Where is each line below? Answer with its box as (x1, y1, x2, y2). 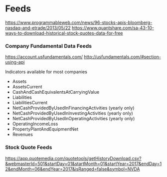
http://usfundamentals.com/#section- (84, 54, 161, 60)
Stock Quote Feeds (5, 144, 52, 151)
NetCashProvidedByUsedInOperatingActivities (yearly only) (12, 116, 135, 122)
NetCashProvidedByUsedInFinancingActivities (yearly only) (12, 105, 135, 111)
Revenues (12, 132, 33, 138)
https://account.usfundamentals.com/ (5, 54, 83, 60)
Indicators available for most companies (5, 69, 87, 75)
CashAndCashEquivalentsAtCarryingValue (12, 89, 100, 95)
